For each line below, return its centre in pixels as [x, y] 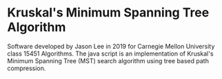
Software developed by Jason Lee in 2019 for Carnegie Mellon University [111, 46]
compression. [27, 68]
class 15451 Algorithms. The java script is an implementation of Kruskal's [110, 54]
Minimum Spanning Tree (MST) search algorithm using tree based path [108, 60]
